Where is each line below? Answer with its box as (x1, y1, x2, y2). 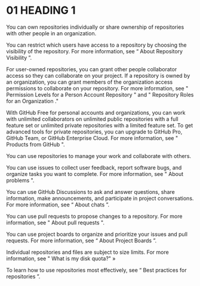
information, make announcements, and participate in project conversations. (6, 194, 194, 202)
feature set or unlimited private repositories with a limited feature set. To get (6, 121, 193, 129)
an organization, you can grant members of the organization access (6, 78, 173, 86)
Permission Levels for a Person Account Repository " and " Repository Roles (6, 91, 194, 98)
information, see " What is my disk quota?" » (6, 255, 116, 262)
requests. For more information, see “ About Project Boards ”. (6, 237, 157, 244)
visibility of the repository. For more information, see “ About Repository (6, 47, 183, 54)
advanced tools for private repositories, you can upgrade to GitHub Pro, (6, 128, 183, 135)
